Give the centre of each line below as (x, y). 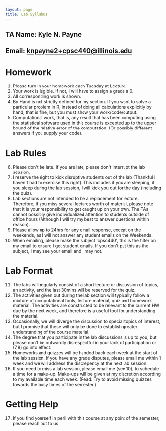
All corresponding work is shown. (47, 96)
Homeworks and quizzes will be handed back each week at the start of (85, 353)
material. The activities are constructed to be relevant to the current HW (86, 306)
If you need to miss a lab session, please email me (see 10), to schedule (86, 369)
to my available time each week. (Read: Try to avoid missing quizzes (82, 379)
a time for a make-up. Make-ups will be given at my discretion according (87, 374)
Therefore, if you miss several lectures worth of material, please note (83, 204)
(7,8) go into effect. (32, 348)
